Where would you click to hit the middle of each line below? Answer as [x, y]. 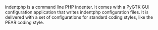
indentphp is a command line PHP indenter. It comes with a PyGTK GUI [77, 7]
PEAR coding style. [25, 22]
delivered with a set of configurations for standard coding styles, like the [79, 17]
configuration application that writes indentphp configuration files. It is [77, 12]
